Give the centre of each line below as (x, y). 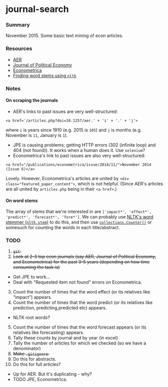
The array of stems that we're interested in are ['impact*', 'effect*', (79, 211)
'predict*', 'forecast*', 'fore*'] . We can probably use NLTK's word (80, 217)
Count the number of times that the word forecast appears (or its (79, 327)
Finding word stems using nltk (44, 75)
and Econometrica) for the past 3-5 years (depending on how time (81, 262)
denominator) (27, 348)
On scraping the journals (32, 100)
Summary (18, 25)
